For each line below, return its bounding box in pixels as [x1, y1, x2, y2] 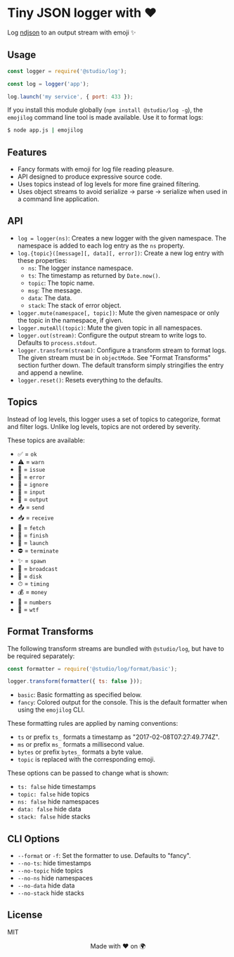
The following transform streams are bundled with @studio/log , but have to [7, 644, 225, 653]
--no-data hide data [17, 881, 75, 890]
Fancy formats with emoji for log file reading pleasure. [17, 165, 174, 174]
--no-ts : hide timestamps [17, 859, 91, 868]
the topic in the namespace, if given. [17, 316, 124, 324]
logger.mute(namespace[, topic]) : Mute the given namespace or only [17, 308, 220, 317]
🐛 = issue [17, 465, 46, 473]
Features [7, 146, 47, 158]
